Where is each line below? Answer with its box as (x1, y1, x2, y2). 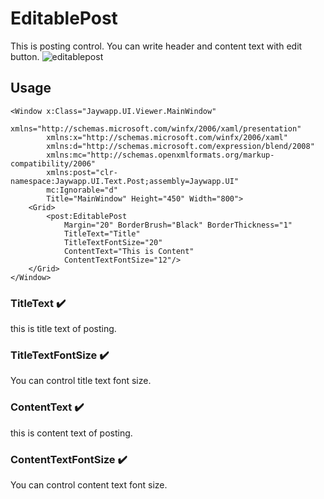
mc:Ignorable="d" (46, 185, 118, 195)
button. (10, 50, 40, 62)
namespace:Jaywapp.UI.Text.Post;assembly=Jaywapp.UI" (10, 176, 240, 186)
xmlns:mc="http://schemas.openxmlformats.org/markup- (46, 150, 275, 160)
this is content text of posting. (10, 427, 133, 439)
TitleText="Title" (63, 228, 141, 239)
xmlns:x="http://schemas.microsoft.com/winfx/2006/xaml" (46, 132, 288, 142)
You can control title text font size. (10, 375, 152, 387)
